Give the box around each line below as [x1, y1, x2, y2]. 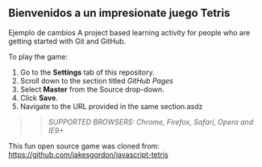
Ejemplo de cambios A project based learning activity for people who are [8, 27, 251, 37]
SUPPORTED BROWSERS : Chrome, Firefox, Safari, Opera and [48, 116, 254, 127]
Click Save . [19, 92, 59, 103]
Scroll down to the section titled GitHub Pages [19, 75, 173, 85]
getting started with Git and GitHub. [8, 36, 127, 46]
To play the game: [8, 51, 69, 61]
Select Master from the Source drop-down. [19, 84, 165, 94]
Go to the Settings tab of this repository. [19, 67, 155, 77]
